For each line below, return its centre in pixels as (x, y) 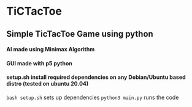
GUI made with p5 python (39, 63)
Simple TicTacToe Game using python (80, 34)
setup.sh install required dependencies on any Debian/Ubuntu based (96, 77)
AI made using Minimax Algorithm (51, 50)
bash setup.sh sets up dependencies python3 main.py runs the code (93, 97)
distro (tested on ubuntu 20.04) (48, 84)
